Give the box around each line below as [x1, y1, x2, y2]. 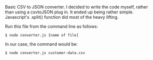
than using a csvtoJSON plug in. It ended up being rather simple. [5, 9, 134, 15]
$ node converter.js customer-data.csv [5, 50, 85, 55]
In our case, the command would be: [5, 41, 78, 47]
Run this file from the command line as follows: [5, 24, 98, 29]
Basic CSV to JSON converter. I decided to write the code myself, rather [5, 4, 148, 10]
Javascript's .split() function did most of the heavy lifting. [5, 14, 119, 20]
